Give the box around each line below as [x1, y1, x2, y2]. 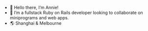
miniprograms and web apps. [9, 15, 69, 20]
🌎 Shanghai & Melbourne [9, 20, 62, 26]
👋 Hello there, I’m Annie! [9, 5, 59, 10]
